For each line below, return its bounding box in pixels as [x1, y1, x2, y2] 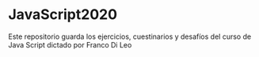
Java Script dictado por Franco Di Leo [8, 40, 132, 49]
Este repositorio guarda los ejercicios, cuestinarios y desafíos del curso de [8, 32, 252, 41]
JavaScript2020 [8, 6, 117, 24]
